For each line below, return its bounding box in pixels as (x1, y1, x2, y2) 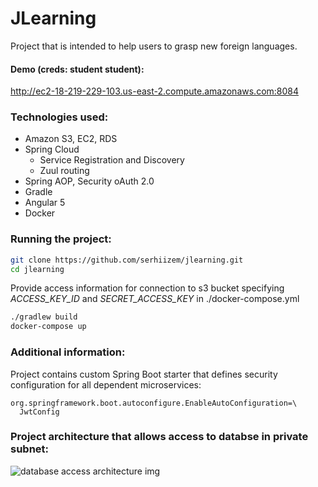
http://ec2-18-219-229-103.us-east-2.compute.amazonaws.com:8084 (10, 85, 300, 97)
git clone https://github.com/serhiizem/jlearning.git (10, 255, 244, 265)
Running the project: (10, 232, 112, 246)
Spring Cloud (24, 143, 80, 156)
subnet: (10, 442, 50, 456)
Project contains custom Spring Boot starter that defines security (10, 368, 278, 380)
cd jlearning (10, 264, 65, 274)
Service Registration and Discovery (39, 154, 185, 166)
